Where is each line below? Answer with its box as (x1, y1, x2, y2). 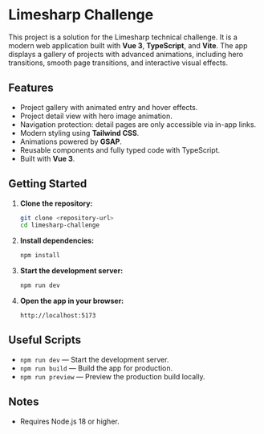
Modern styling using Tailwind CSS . (19, 128, 140, 137)
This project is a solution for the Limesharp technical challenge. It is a (8, 32, 238, 42)
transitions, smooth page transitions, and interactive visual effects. (8, 58, 229, 68)
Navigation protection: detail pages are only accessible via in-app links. (19, 119, 257, 129)
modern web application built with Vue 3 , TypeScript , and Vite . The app (8, 40, 248, 50)
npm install (19, 252, 60, 260)
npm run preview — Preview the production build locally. (19, 371, 205, 381)
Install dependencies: (19, 235, 95, 246)
